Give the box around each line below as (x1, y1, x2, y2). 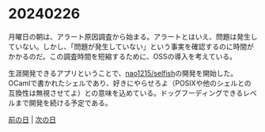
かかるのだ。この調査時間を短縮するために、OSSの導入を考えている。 (8, 51, 237, 61)
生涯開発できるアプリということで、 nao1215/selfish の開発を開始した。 (8, 68, 238, 77)
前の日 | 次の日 (8, 115, 57, 124)
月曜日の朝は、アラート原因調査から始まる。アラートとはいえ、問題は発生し (8, 32, 258, 41)
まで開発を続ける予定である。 (14, 98, 112, 107)
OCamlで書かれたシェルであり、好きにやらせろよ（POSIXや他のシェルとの (8, 78, 252, 88)
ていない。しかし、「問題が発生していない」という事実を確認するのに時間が (8, 41, 255, 51)
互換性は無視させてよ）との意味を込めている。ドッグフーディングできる (8, 88, 244, 97)
